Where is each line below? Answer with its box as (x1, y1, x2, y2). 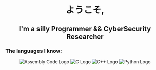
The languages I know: (5, 47, 62, 54)
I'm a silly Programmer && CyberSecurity (19, 24, 151, 33)
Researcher (66, 32, 104, 41)
